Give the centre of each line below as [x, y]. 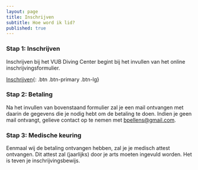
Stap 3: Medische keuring [44, 135]
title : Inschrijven [30, 17]
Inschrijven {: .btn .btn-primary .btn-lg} [53, 79]
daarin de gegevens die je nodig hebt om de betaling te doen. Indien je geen [99, 113]
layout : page [22, 12]
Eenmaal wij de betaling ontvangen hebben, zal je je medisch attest [88, 148]
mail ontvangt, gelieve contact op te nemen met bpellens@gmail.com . [91, 120]
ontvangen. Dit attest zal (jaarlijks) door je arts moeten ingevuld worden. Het [99, 155]
